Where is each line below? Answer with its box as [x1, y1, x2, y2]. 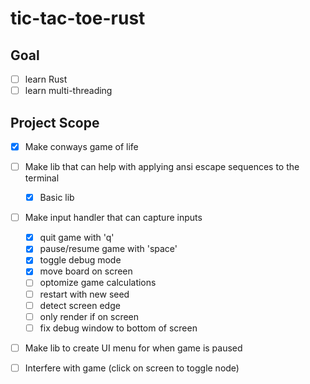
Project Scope [10, 114, 100, 131]
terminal [24, 172, 60, 184]
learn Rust [24, 73, 68, 85]
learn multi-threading [24, 85, 113, 97]
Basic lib [39, 192, 75, 204]
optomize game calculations [39, 277, 157, 289]
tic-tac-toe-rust [10, 7, 146, 30]
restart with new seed [39, 288, 130, 300]
